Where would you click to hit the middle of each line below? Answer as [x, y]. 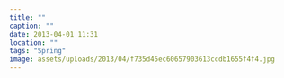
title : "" [28, 17]
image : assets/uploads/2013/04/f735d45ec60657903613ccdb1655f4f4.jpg [142, 59]
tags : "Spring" [38, 51]
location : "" [34, 43]
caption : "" [31, 26]
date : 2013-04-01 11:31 [54, 34]
